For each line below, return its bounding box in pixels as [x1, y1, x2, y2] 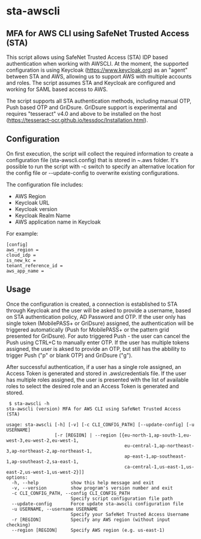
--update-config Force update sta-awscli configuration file [11, 500, 184, 507]
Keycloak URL [14, 199, 50, 206]
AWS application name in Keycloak [14, 218, 101, 225]
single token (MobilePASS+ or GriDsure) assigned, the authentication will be [6, 320, 194, 327]
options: [6, 474, 28, 481]
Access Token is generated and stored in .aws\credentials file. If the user [6, 370, 187, 377]
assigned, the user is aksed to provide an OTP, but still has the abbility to [6, 345, 186, 352]
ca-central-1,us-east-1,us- [124, 464, 195, 470]
